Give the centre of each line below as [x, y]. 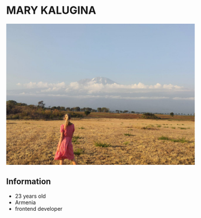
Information [29, 182]
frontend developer [39, 208]
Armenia [25, 202]
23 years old [30, 196]
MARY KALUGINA [51, 10]
